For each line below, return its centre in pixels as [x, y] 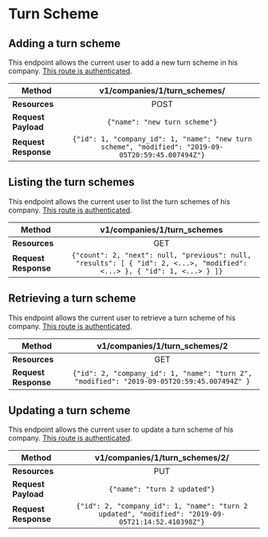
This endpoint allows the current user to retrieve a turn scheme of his [122, 318]
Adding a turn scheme [65, 43]
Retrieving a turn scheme [72, 299]
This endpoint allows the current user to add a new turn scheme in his [123, 62]
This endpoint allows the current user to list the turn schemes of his [119, 201]
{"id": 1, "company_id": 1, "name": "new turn [162, 139]
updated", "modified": [142, 514]
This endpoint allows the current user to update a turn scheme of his [121, 430]
